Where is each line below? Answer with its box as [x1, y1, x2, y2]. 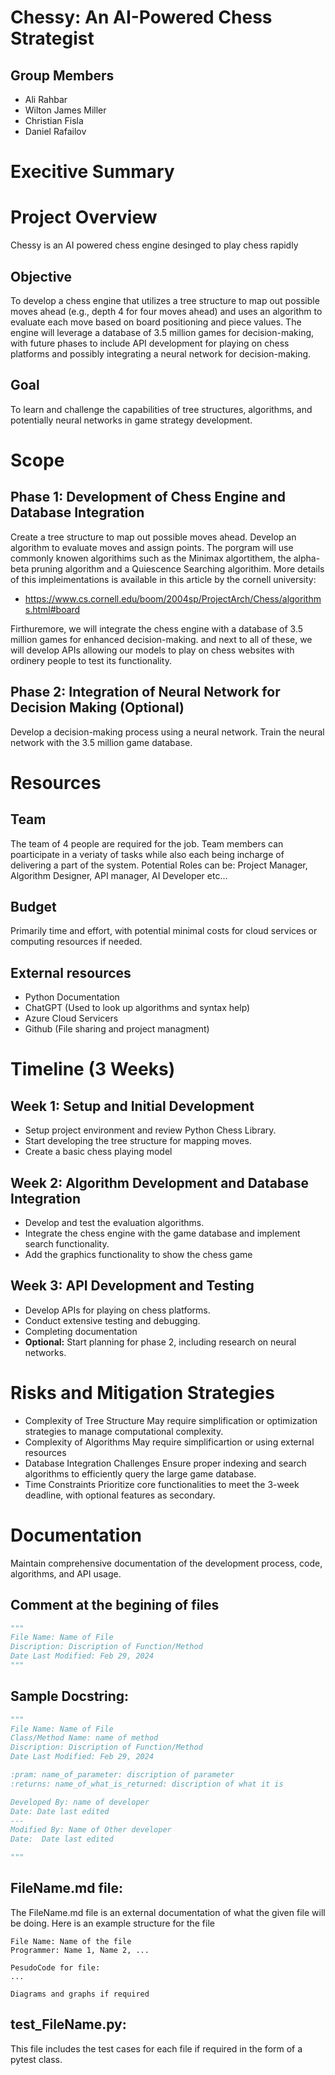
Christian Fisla [24, 115, 84, 126]
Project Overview [10, 206, 158, 229]
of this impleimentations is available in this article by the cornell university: [10, 573, 317, 585]
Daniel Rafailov [24, 126, 87, 137]
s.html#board [24, 603, 81, 615]
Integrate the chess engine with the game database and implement [24, 1227, 301, 1239]
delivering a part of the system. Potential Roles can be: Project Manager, [10, 859, 308, 871]
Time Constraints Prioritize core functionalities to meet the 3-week [24, 1478, 300, 1490]
